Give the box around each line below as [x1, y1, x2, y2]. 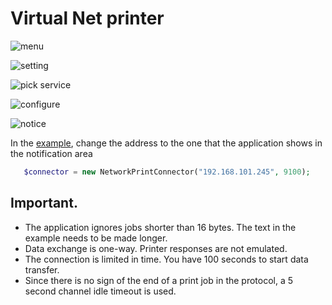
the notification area [10, 147, 93, 159]
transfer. [24, 263, 60, 276]
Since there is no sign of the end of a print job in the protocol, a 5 [24, 274, 294, 286]
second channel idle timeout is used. [24, 285, 177, 297]
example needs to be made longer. [24, 232, 168, 244]
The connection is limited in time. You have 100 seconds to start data [24, 253, 309, 265]
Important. [10, 195, 78, 212]
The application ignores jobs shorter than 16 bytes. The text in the [24, 221, 297, 233]
